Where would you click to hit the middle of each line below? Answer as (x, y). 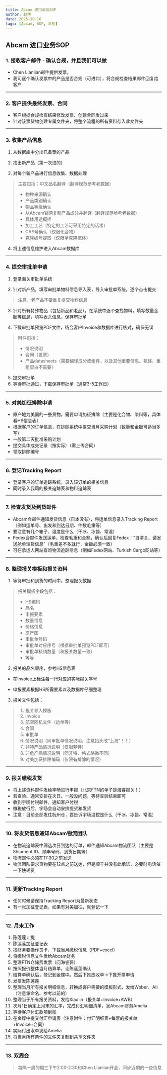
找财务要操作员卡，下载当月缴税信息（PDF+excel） (65, 950)
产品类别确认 (38, 200)
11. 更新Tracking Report (34, 889)
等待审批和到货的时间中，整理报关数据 (52, 581)
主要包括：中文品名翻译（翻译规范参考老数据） (65, 183)
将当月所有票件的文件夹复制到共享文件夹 (54, 1037)
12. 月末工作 (20, 925)
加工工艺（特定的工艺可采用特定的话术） (66, 225)
